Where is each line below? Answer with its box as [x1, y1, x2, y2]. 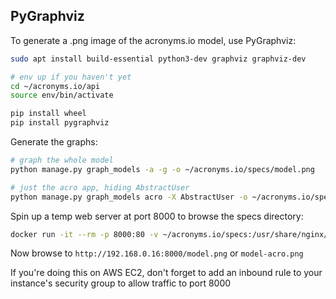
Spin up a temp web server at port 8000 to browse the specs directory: [10, 210, 304, 222]
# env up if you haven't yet [10, 72, 132, 82]
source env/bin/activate [10, 90, 114, 101]
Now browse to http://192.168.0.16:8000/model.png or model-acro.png [10, 247, 304, 259]
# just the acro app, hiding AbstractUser [10, 182, 190, 193]
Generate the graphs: [10, 136, 98, 148]
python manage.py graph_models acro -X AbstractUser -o [10, 192, 248, 202]
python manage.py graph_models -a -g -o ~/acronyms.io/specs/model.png [10, 164, 315, 174]
